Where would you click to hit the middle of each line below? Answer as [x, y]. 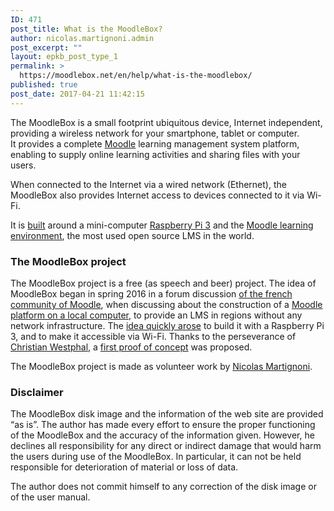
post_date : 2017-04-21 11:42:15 [77, 94]
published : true [44, 85]
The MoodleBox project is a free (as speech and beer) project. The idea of [163, 283]
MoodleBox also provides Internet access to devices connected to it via [157, 195]
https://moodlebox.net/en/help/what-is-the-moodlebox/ [136, 76]
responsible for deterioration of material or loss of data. [124, 467]
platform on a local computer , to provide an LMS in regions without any [156, 315]
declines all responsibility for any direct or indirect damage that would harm [166, 446]
